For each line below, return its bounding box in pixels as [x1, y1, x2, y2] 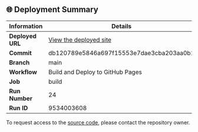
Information [9, 22, 43, 30]
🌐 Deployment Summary [6, 5, 98, 15]
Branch [9, 58, 30, 66]
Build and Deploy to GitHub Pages [48, 67, 143, 76]
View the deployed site [48, 35, 112, 43]
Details [111, 22, 131, 30]
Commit [9, 49, 32, 57]
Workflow [9, 67, 37, 76]
